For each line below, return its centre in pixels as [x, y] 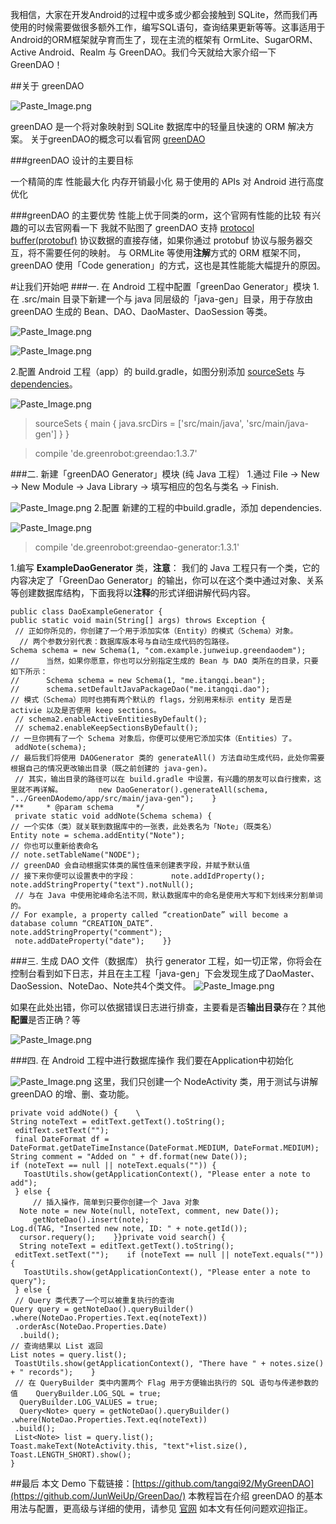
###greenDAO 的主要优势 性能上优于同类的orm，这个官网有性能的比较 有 [161, 215]
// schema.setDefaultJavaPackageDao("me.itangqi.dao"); [140, 689]
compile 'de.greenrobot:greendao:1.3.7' [116, 453]
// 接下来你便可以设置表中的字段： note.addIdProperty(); [138, 876]
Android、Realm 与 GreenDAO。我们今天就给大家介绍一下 [157, 52]
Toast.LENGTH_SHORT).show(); [71, 1455]
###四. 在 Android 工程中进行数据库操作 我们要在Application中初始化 [152, 1060]
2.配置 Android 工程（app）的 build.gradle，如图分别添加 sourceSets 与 [158, 371]
